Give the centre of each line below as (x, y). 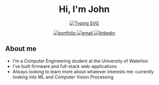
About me (21, 49)
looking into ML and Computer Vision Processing (63, 77)
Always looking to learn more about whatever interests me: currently (83, 71)
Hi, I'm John (84, 9)
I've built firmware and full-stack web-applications (64, 66)
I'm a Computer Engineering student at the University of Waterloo (80, 61)
